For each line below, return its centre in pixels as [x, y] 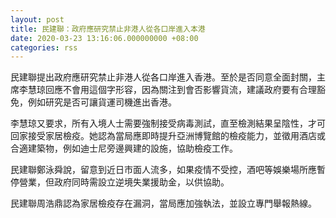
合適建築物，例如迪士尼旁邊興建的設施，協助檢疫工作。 [124, 148]
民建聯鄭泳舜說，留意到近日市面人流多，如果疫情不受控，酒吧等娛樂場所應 [163, 170]
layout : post [37, 19]
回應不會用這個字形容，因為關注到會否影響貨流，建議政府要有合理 [180, 90]
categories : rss [44, 47]
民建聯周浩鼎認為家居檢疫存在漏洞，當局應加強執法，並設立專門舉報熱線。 [163, 203]
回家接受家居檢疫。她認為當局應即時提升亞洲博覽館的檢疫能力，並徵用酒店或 [168, 136]
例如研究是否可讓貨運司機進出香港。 [102, 102]
